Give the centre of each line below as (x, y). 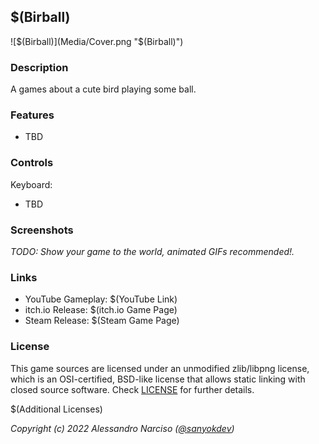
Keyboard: (31, 184)
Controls (32, 163)
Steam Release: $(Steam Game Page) (102, 321)
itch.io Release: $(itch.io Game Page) (101, 310)
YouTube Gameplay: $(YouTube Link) (101, 299)
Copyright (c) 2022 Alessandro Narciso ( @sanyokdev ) (122, 428)
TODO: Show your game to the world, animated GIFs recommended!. (152, 251)
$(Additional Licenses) (56, 409)
